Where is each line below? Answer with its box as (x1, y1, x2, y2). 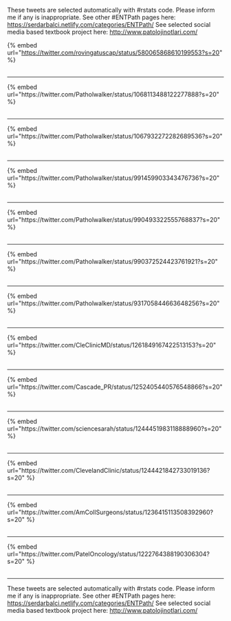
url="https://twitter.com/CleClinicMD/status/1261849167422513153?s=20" (7, 341, 217, 349)
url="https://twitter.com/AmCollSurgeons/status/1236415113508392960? (7, 508, 214, 516)
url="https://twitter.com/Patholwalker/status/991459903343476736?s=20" (7, 174, 220, 182)
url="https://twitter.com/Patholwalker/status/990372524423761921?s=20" (7, 258, 219, 265)
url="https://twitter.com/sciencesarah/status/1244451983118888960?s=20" (7, 425, 222, 433)
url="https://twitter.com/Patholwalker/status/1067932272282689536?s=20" (7, 132, 223, 140)
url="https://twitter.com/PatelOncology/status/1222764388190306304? (7, 550, 210, 558)
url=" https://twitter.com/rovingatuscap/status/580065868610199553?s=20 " (7, 48, 223, 57)
